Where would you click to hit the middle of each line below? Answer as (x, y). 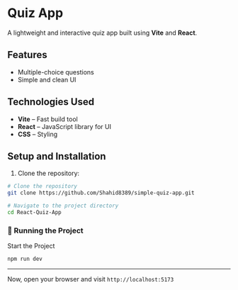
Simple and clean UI (47, 79)
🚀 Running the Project (45, 230)
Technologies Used (51, 102)
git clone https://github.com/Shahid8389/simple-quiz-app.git (101, 193)
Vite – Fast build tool (47, 119)
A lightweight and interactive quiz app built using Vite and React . (102, 33)
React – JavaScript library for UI (64, 126)
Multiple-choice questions (56, 72)
